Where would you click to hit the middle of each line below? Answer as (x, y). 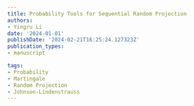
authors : (20, 20)
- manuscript (26, 53)
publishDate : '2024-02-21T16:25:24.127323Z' (73, 40)
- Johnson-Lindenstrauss (44, 92)
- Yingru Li (25, 27)
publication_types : (36, 46)
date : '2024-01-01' (36, 33)
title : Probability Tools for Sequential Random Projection (97, 14)
